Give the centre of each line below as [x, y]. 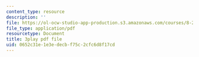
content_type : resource [36, 12]
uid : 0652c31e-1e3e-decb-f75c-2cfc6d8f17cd [61, 45]
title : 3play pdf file [34, 39]
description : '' [26, 17]
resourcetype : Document [36, 34]
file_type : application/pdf [41, 28]
